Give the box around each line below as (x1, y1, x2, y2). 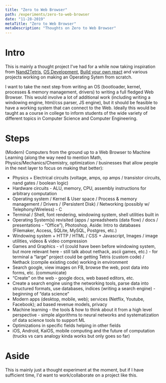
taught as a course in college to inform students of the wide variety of (5, 110, 148, 116)
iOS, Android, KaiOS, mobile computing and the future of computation (12, 328, 155, 333)
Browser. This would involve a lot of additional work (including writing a (5, 94, 151, 100)
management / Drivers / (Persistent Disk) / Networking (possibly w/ (12, 201, 150, 207)
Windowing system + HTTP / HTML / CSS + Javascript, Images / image (12, 233, 158, 238)
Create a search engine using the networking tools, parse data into (12, 280, 149, 286)
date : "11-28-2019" (5, 16, 46, 21)
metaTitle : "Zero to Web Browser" (5, 21, 77, 26)
